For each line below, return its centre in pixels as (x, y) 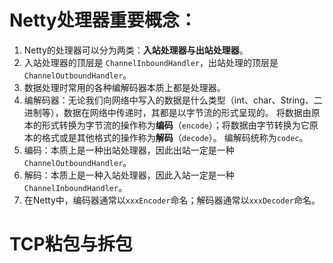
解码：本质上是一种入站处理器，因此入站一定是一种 (129, 175)
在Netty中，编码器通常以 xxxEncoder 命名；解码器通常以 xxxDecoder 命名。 (172, 200)
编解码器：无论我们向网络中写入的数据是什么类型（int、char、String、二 (173, 100)
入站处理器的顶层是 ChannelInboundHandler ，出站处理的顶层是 (151, 62)
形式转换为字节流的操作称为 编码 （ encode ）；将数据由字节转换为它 (175, 125)
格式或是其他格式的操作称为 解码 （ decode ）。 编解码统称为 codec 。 (175, 137)
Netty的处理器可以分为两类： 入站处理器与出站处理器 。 (136, 50)
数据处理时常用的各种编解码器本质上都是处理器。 (124, 87)
